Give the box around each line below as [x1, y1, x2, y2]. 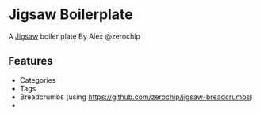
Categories [19, 75, 56, 84]
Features [8, 54, 53, 68]
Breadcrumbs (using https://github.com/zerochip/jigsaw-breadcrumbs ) [19, 92, 253, 102]
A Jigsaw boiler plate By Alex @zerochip [8, 32, 141, 41]
